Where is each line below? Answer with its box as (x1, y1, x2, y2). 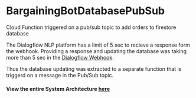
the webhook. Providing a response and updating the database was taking (6, 47, 187, 54)
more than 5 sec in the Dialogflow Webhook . (6, 54, 114, 61)
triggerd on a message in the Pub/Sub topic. (6, 71, 114, 79)
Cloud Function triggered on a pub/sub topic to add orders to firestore (6, 24, 177, 31)
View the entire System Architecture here (6, 85, 110, 92)
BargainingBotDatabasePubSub (6, 4, 165, 18)
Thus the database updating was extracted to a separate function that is (6, 65, 182, 72)
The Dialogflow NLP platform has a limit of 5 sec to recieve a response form (6, 41, 190, 48)
